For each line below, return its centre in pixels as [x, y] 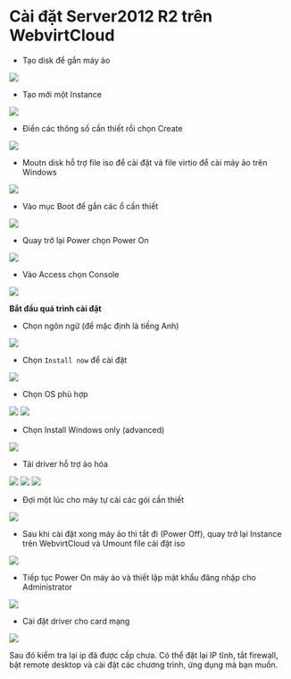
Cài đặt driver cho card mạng [76, 621]
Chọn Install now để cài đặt [75, 360]
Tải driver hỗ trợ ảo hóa [65, 463]
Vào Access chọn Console [71, 274]
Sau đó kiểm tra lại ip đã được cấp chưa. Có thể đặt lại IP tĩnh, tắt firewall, [144, 655]
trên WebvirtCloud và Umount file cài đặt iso [104, 543]
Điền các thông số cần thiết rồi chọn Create [102, 128]
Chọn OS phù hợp [55, 394]
